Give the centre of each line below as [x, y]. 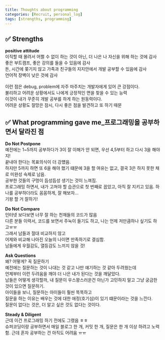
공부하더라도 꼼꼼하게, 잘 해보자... [46, 193]
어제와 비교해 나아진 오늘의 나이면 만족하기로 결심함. [55, 239]
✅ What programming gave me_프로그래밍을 [73, 122]
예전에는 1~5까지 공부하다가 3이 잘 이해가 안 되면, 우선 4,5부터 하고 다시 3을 [78, 149]
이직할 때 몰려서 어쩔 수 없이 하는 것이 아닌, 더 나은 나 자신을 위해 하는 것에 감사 [81, 57]
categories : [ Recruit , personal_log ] [44, 14]
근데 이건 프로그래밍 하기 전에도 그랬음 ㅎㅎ [47, 320]
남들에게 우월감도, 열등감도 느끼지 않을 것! [45, 246]
